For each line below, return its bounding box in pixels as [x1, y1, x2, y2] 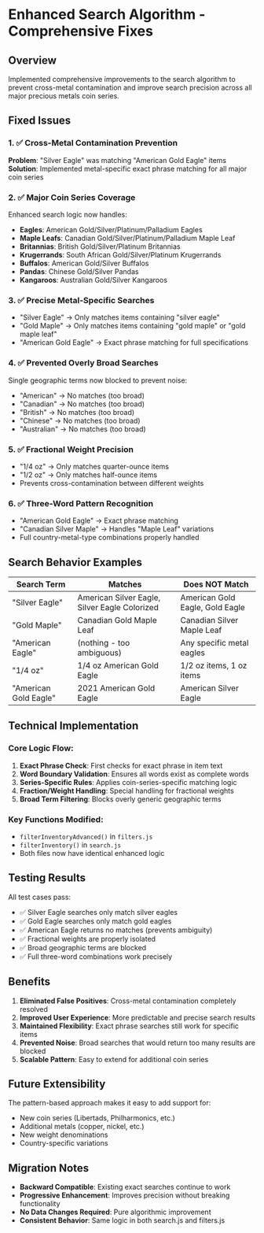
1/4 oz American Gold [77, 660, 159, 671]
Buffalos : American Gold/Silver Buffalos [19, 258, 149, 268]
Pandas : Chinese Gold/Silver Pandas [19, 266, 139, 276]
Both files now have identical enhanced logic [19, 848, 165, 857]
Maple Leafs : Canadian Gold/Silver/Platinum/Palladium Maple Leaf [19, 233, 236, 243]
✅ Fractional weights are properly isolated [19, 934, 156, 943]
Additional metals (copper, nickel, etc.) [19, 1122, 145, 1131]
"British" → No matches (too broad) [19, 407, 135, 417]
